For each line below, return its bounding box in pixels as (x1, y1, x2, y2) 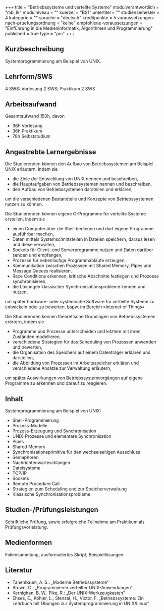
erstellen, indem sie (5, 216, 46, 222)
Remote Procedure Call (12, 481, 60, 487)
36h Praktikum (12, 128, 43, 134)
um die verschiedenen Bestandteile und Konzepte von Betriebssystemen (5, 196, 154, 202)
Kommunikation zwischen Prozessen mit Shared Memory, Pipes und (12, 263, 152, 269)
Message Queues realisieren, (12, 268, 72, 274)
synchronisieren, (12, 278, 47, 284)
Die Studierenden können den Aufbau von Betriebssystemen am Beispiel (5, 161, 154, 167)
